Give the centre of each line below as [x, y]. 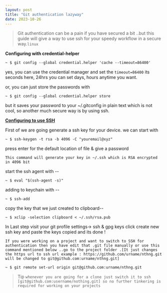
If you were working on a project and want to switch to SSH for [74, 241]
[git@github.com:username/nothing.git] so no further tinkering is [89, 281]
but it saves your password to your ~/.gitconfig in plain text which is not [79, 105]
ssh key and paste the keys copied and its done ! [55, 232]
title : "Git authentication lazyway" [44, 14]
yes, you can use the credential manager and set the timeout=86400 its [77, 72]
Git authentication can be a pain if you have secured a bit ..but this [86, 33]
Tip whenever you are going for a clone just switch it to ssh [84, 277]
